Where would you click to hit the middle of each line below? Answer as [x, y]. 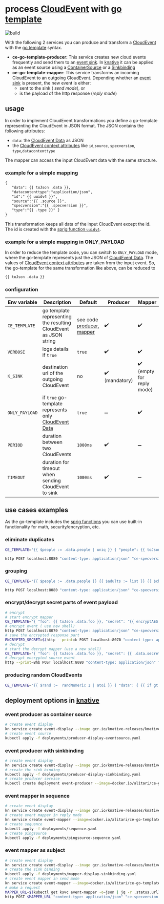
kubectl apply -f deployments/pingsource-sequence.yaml [63, 838]
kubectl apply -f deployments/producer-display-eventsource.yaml [73, 738]
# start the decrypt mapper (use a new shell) [53, 649]
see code [88, 319]
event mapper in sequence [37, 796]
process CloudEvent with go [63, 9]
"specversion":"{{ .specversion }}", [50, 206]
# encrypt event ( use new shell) [40, 626]
